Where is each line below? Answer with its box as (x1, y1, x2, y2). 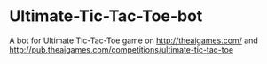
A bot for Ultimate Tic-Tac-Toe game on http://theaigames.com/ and (9, 35, 259, 46)
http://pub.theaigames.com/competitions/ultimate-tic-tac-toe (9, 44, 233, 54)
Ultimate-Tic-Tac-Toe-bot (9, 6, 203, 26)
